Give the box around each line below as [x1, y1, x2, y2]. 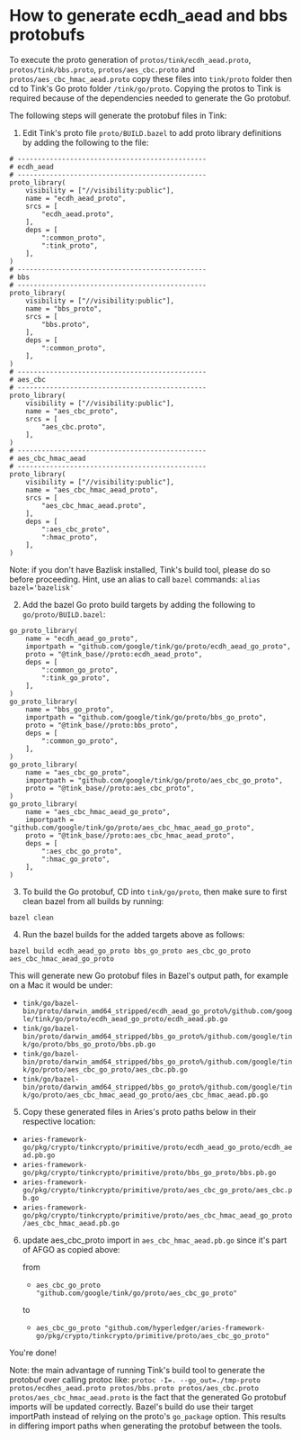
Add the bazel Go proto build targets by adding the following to [22, 599, 256, 610]
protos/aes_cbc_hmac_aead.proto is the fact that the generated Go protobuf [9, 1391, 287, 1402]
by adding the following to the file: [22, 137, 149, 148]
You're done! [9, 1347, 57, 1358]
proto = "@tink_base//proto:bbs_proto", [25, 720, 179, 729]
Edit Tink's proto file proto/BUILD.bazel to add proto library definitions [22, 127, 282, 138]
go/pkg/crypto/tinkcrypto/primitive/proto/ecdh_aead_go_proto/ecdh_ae [22, 1143, 293, 1152]
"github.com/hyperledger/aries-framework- [104, 1323, 266, 1333]
